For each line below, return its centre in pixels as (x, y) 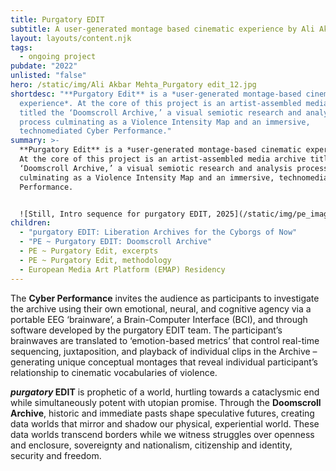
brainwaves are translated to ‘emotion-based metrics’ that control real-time (165, 340)
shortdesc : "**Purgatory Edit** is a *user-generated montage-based (156, 94)
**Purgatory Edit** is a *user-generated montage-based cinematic (160, 150)
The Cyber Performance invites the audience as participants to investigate (165, 298)
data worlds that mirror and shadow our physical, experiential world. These (165, 423)
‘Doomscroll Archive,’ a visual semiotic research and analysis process (174, 168)
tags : (21, 47)
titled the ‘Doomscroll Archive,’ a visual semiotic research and (160, 112)
